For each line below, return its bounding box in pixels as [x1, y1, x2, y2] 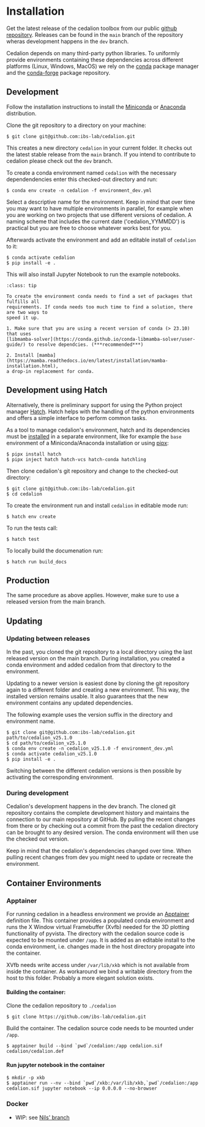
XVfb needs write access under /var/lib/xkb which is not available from [6, 961, 190, 969]
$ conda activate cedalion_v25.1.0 [6, 751, 97, 757]
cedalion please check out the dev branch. [6, 157, 113, 164]
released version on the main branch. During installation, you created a [6, 655, 185, 662]
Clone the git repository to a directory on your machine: [6, 121, 147, 129]
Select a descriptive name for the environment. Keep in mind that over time [6, 198, 195, 205]
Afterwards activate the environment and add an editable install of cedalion [6, 236, 196, 243]
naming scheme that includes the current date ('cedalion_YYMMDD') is [6, 218, 185, 225]
